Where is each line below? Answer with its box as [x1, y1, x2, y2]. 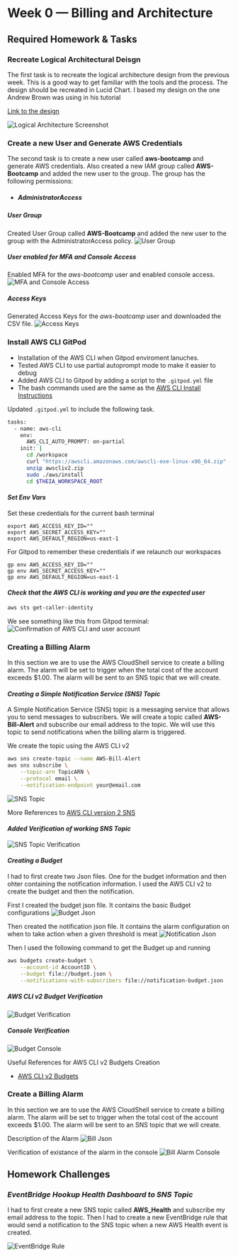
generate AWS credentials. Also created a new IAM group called [7, 162, 195, 171]
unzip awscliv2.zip [25, 464, 84, 472]
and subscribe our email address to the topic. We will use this [35, 721, 215, 729]
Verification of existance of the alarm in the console [7, 1148, 158, 1156]
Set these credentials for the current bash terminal [7, 509, 154, 517]
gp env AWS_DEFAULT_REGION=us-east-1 [7, 573, 119, 580]
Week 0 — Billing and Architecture [7, 5, 213, 21]
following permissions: [7, 177, 73, 186]
